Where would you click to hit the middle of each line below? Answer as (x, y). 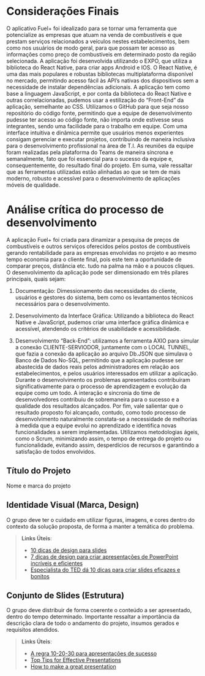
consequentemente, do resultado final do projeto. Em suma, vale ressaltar (99, 165)
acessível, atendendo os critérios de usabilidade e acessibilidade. (98, 328)
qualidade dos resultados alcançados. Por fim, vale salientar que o (99, 406)
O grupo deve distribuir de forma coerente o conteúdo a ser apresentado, (99, 610)
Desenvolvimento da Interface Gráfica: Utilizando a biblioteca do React (104, 316)
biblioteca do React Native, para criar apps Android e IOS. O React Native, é (102, 67)
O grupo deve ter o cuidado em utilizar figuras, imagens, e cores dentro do (100, 519)
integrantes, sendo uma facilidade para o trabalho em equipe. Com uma (97, 126)
